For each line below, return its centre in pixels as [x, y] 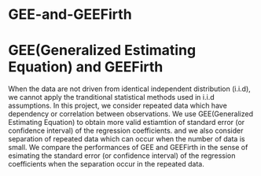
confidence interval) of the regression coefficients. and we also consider [126, 130]
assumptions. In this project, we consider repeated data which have [118, 106]
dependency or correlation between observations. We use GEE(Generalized [131, 114]
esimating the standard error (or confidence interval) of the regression [122, 156]
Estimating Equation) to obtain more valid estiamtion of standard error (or [127, 123]
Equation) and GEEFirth [86, 67]
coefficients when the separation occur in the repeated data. [106, 164]
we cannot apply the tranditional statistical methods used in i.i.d [111, 97]
